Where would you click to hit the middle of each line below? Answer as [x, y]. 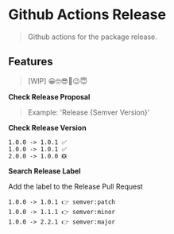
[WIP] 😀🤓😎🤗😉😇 [57, 80]
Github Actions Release [87, 15]
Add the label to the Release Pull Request [75, 186]
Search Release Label [44, 171]
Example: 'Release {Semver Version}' [89, 112]
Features [31, 62]
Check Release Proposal [49, 96]
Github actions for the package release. [92, 37]
